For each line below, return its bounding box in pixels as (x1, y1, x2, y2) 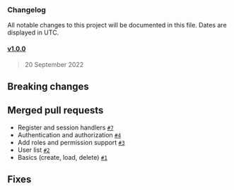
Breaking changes (7, 80, 90, 92)
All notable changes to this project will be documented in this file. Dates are (7, 21, 228, 30)
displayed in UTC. (7, 28, 59, 37)
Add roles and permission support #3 (17, 138, 125, 146)
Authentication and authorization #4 (17, 130, 122, 139)
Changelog (7, 5, 46, 15)
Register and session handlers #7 (17, 123, 115, 132)
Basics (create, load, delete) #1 (17, 153, 108, 161)
